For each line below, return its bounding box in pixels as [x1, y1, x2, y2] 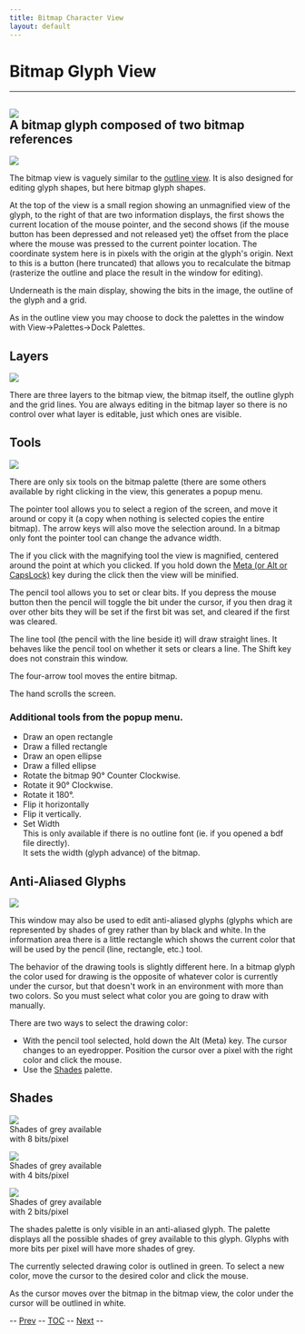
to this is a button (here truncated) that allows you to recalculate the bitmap [9, 258, 291, 269]
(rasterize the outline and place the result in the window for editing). [9, 267, 263, 278]
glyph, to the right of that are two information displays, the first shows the [9, 210, 285, 221]
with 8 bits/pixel [9, 1133, 69, 1144]
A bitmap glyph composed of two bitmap [9, 117, 245, 133]
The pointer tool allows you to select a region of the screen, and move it [9, 503, 279, 514]
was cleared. [9, 615, 57, 627]
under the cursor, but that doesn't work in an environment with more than [9, 981, 284, 991]
